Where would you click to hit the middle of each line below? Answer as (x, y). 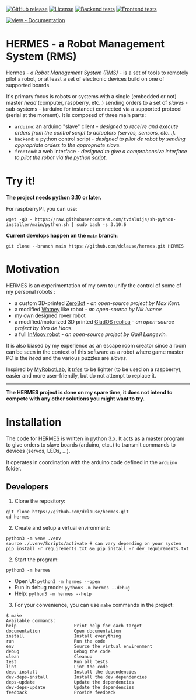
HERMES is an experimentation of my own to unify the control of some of (94, 285)
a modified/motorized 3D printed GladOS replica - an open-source (94, 321)
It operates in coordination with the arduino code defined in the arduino (92, 462)
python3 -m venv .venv (34, 538)
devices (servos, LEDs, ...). (38, 451)
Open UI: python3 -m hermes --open (57, 581)
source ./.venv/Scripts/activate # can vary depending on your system (94, 543)
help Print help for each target (74, 626)
